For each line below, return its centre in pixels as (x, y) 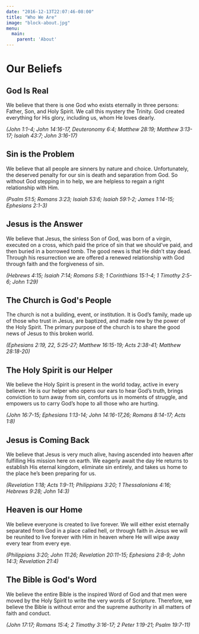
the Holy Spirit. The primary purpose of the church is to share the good (93, 327)
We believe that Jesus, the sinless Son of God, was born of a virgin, (89, 238)
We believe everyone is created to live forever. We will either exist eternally (98, 524)
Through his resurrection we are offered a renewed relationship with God (95, 257)
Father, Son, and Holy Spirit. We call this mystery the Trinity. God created (95, 111)
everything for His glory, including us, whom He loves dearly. (81, 118)
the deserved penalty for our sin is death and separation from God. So (92, 175)
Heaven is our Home (45, 510)
